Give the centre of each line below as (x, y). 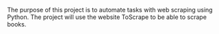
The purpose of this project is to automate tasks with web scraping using (110, 10)
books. (17, 24)
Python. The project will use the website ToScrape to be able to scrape (107, 17)
